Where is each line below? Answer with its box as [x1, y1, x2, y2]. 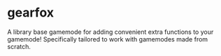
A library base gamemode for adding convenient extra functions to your [7, 28, 214, 36]
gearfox [7, 5, 55, 21]
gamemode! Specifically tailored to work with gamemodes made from [7, 35, 208, 43]
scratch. [7, 42, 31, 50]
